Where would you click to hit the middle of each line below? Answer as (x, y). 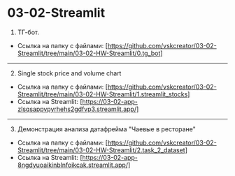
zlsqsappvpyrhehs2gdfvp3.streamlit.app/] (78, 109)
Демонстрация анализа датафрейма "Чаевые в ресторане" (106, 129)
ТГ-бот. (28, 32)
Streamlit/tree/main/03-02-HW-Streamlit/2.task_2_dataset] (102, 150)
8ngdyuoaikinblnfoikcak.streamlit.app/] (74, 165)
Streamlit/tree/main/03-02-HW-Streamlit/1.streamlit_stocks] (104, 94)
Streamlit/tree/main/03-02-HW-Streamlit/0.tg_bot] (90, 53)
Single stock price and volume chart (69, 73)
